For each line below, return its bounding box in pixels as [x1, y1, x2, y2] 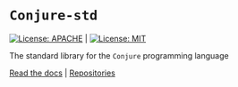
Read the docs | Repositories [9, 67, 116, 78]
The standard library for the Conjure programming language [9, 50, 230, 60]
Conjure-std [9, 7, 98, 24]
